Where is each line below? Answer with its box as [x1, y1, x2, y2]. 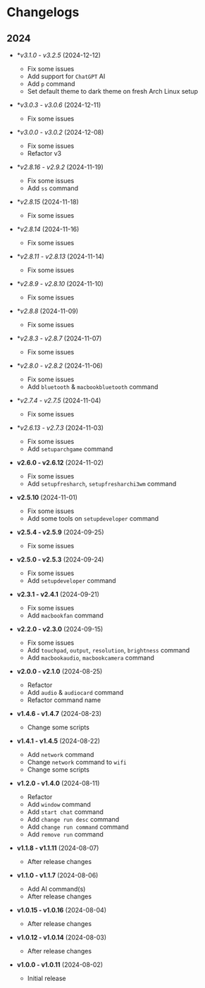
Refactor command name [27, 696, 101, 704]
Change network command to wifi [27, 758, 127, 766]
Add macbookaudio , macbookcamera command [27, 653, 154, 662]
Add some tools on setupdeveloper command [27, 514, 159, 522]
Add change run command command [27, 822, 129, 831]
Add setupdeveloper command [27, 576, 117, 585]
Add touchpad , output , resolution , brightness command [27, 646, 190, 654]
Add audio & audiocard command [27, 688, 124, 696]
